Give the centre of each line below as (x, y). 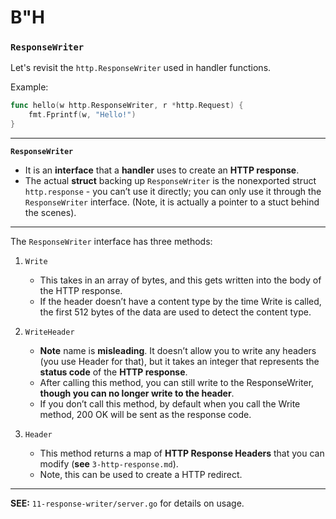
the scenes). (50, 213)
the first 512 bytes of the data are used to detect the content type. (175, 312)
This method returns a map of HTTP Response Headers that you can (182, 453)
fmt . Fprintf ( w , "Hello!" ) (82, 115)
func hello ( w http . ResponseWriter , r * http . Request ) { (127, 106)
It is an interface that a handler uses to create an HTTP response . (162, 170)
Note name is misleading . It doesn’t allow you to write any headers (178, 351)
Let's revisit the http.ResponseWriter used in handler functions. (141, 68)
